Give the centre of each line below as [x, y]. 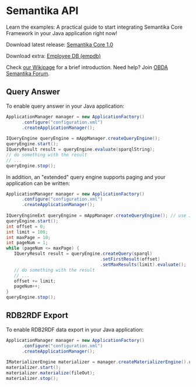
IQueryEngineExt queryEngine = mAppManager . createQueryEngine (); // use [96, 215]
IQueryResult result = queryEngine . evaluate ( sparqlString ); [81, 149]
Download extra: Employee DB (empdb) [53, 56]
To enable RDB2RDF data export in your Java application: [75, 330]
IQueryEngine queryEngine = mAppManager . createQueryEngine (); [83, 139]
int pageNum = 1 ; [27, 243]
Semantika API [42, 11]
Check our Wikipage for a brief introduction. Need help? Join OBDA [87, 67]
